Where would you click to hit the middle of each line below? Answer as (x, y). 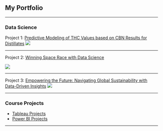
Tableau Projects (29, 114)
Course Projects (24, 103)
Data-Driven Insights (26, 86)
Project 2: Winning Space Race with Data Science (55, 58)
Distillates (15, 44)
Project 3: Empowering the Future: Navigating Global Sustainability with (76, 80)
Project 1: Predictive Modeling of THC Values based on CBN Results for (76, 38)
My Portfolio (24, 8)
